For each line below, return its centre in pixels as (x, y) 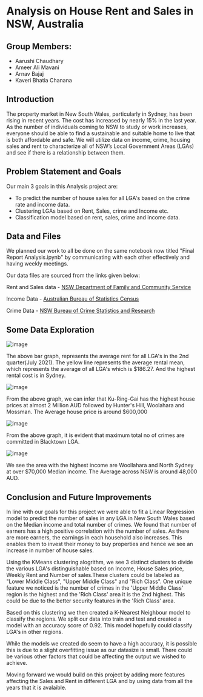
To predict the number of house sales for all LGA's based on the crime (102, 198)
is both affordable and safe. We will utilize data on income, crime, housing (98, 139)
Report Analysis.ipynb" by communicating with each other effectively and (98, 257)
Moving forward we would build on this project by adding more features (96, 675)
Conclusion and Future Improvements (79, 497)
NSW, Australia (45, 24)
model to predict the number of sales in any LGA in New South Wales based (101, 518)
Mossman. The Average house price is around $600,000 (77, 412)
